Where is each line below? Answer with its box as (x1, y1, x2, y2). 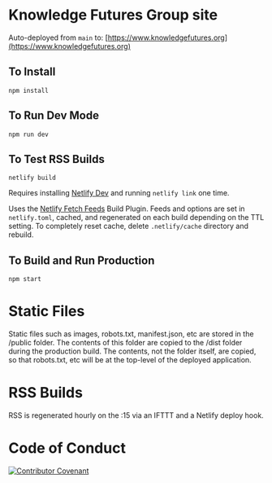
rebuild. (8, 230, 34, 239)
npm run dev (8, 130, 49, 138)
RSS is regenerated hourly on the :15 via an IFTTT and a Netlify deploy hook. (8, 411, 264, 420)
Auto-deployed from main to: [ (8, 33, 108, 42)
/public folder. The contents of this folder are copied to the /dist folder (8, 338, 243, 348)
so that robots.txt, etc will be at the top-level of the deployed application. (8, 355, 252, 365)
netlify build (8, 173, 57, 182)
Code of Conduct (8, 439, 126, 458)
